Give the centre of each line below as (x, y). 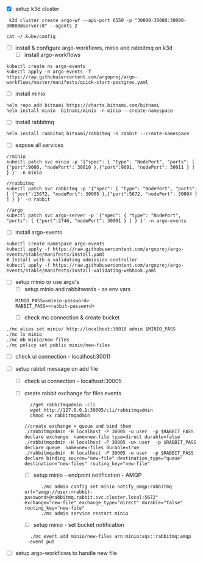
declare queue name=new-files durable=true (82, 447)
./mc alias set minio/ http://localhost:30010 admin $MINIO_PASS (91, 329)
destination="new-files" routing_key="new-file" (87, 464)
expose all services (39, 145)
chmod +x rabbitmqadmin (60, 416)
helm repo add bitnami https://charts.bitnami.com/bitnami (83, 106)
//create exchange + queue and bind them (77, 426)
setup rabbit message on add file (57, 368)
